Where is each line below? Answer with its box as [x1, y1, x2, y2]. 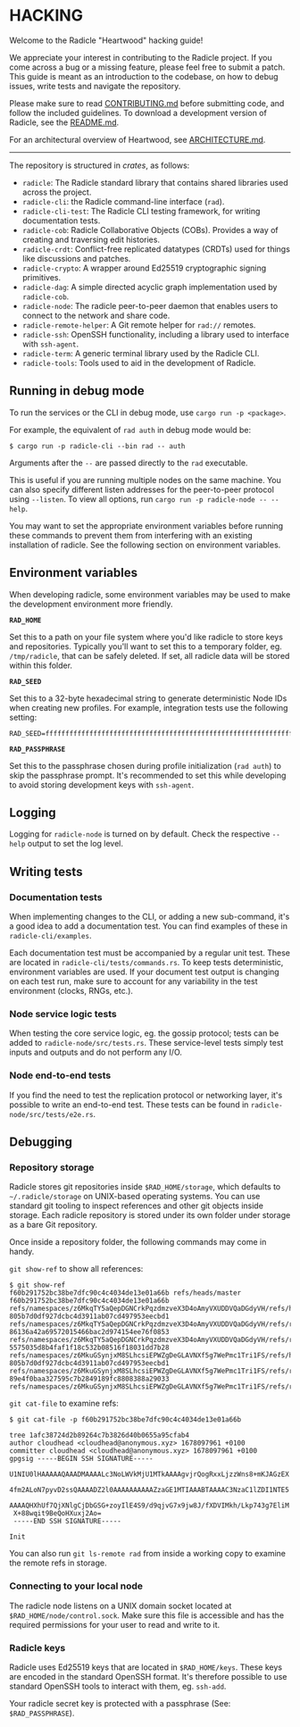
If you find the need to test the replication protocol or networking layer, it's [9, 1089, 283, 1100]
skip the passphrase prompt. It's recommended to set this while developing [9, 770, 287, 780]
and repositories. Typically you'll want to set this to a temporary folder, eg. [9, 640, 283, 652]
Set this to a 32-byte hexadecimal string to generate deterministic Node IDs [9, 693, 287, 704]
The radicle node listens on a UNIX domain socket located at [9, 1600, 232, 1611]
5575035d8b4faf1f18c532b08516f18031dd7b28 [9, 1343, 170, 1353]
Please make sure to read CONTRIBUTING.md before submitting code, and [9, 97, 285, 108]
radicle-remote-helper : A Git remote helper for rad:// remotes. [21, 319, 256, 330]
